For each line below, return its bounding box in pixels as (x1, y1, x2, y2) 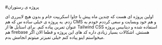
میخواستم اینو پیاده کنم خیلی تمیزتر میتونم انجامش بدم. (5, 34, 105, 40)
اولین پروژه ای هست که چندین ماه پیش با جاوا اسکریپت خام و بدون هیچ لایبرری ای (5, 14, 154, 19)
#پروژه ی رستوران (5, 4, 40, 10)
